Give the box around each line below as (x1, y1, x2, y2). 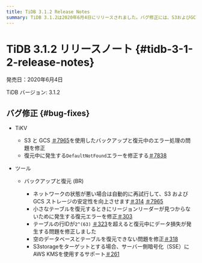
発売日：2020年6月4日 (6, 76, 63, 83)
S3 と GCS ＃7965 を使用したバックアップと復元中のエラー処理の (23, 137, 186, 144)
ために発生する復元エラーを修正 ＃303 (38, 213, 133, 220)
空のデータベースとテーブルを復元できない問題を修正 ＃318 (32, 235, 179, 243)
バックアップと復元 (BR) (23, 178, 84, 185)
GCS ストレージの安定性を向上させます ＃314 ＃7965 (32, 198, 164, 205)
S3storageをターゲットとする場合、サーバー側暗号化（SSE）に (32, 243, 189, 250)
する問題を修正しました (38, 228, 97, 235)
